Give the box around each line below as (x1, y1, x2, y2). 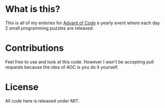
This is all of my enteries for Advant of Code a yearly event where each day (5, 20, 161, 26)
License (5, 82, 39, 93)
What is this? (5, 3, 61, 15)
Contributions (5, 43, 64, 54)
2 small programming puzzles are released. (5, 25, 94, 31)
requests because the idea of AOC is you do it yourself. (5, 64, 119, 70)
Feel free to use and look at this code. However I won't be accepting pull (5, 58, 154, 65)
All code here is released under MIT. (5, 98, 80, 104)
